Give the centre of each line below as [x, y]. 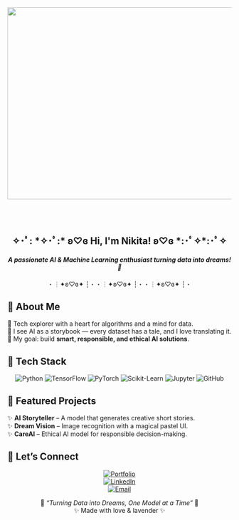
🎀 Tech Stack [37, 361]
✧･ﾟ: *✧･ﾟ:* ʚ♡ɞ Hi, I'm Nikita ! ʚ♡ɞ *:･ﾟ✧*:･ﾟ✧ [119, 241]
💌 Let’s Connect [43, 457]
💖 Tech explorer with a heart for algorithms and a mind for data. [100, 324]
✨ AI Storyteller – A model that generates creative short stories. [101, 418]
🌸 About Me [34, 306]
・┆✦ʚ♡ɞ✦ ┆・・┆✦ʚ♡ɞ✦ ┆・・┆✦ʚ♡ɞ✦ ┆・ [119, 284]
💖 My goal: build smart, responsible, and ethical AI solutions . [99, 339]
